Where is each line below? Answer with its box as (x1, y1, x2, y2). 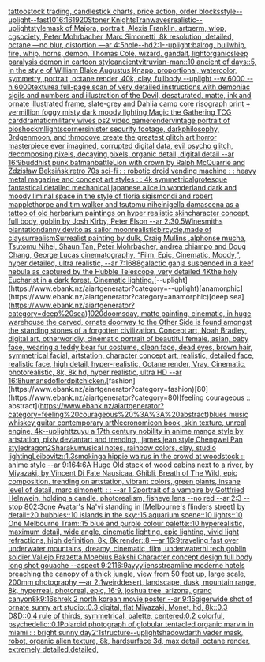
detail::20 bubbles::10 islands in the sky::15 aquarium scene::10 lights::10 (8, 510, 243, 520)
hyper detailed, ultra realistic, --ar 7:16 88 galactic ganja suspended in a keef (8, 258, 254, 268)
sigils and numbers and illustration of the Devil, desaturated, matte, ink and (8, 91, 252, 100)
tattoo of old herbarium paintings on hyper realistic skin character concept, (8, 209, 250, 217)
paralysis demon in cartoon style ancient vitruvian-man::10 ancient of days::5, (8, 57, 257, 66)
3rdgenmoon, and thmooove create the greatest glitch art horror (8, 133, 217, 141)
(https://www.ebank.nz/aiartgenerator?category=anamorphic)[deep (8, 292, 229, 301)
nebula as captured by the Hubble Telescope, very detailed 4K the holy (8, 267, 238, 276)
